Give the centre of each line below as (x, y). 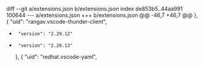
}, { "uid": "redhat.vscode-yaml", (56, 57)
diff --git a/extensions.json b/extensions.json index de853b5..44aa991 (94, 9)
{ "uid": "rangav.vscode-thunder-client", (57, 21)
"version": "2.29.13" (45, 45)
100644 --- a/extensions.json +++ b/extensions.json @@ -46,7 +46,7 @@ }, (102, 15)
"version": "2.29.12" (45, 34)
